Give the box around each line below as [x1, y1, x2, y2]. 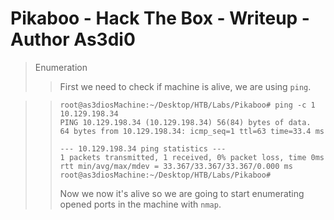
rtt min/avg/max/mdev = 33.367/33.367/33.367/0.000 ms [59, 161, 293, 171]
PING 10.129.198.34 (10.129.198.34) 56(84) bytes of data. [59, 117, 312, 127]
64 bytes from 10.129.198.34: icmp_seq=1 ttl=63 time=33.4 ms [59, 126, 325, 136]
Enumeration [34, 61, 88, 73]
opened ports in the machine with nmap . [59, 198, 222, 210]
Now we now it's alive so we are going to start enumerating [59, 187, 305, 199]
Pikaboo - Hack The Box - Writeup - [10, 7, 310, 30]
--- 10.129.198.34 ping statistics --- [59, 143, 227, 154]
